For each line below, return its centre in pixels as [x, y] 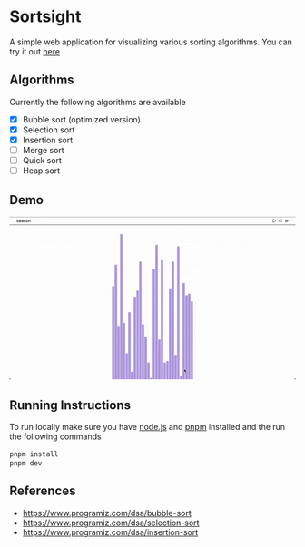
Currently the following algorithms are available [98, 102]
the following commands [55, 436]
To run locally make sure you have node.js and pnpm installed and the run [148, 427]
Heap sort [41, 171]
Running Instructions [70, 405]
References [43, 491]
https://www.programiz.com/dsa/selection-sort [111, 523]
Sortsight [45, 17]
